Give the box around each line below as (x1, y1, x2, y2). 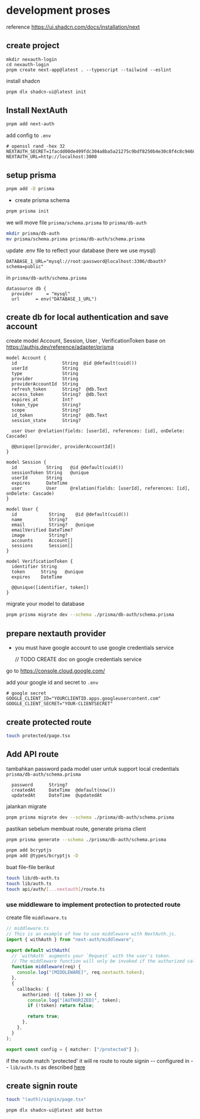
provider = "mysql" (11, 290, 70, 297)
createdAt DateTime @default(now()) (11, 787, 116, 793)
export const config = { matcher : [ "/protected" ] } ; (6, 1046, 140, 1052)
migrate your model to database (6, 600, 85, 607)
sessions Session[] (11, 543, 73, 549)
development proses (6, 4, 111, 17)
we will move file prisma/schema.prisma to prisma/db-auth (6, 219, 147, 226)
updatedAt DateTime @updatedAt (11, 792, 102, 798)
